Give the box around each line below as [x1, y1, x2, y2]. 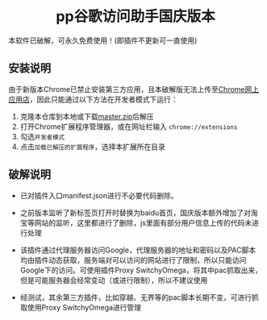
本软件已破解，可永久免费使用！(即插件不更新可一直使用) [8, 35, 198, 45]
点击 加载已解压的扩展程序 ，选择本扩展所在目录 [19, 142, 165, 152]
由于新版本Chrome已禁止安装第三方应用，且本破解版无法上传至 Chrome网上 [8, 84, 260, 94]
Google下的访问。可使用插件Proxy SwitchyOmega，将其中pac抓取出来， [19, 265, 263, 275]
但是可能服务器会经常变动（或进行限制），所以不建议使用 [19, 275, 208, 285]
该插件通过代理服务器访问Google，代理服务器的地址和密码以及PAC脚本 [19, 245, 257, 255]
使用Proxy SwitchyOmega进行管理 [27, 302, 142, 312]
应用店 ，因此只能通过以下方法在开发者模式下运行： [8, 94, 178, 104]
